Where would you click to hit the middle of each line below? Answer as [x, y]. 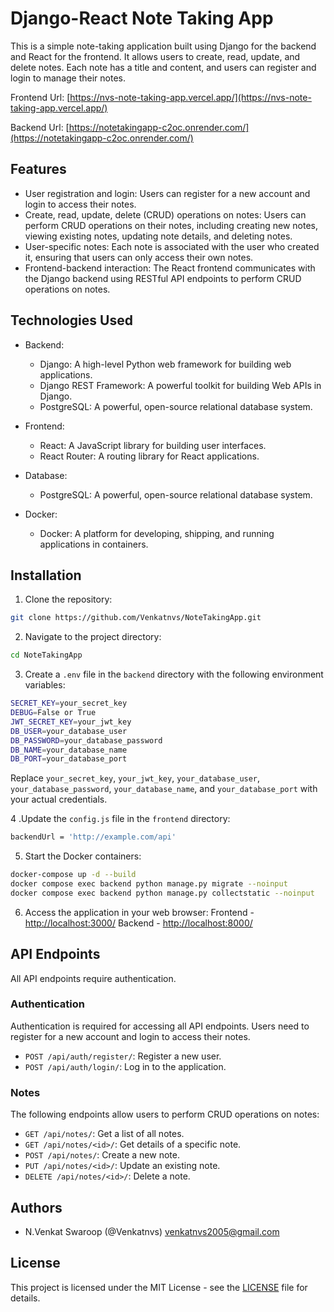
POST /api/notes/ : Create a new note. [102, 1155]
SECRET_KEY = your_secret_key [69, 703]
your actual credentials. [59, 799]
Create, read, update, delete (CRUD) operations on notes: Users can [165, 214]
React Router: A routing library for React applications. [149, 456]
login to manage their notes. [68, 78]
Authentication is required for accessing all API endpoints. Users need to [160, 1026]
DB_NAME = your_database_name [69, 750]
